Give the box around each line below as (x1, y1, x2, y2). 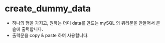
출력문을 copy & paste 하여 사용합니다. (12, 32, 89, 38)
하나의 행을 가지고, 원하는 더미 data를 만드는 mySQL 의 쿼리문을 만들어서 (12, 20, 155, 26)
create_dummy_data (5, 3, 91, 14)
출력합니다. (21, 26, 43, 32)
